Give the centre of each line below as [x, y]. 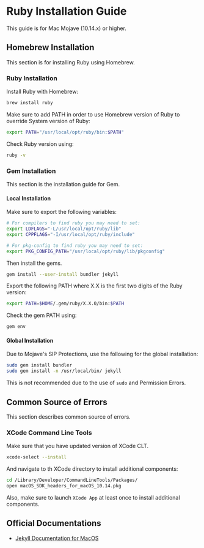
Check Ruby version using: [40, 144]
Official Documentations [54, 523]
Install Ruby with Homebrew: [42, 92]
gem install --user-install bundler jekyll [63, 274]
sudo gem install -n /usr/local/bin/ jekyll [64, 371]
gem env [16, 327]
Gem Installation [31, 171]
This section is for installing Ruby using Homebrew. [71, 62]
